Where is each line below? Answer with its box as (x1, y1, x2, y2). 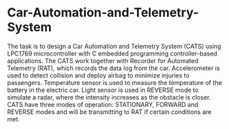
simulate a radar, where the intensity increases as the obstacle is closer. (7, 93, 211, 101)
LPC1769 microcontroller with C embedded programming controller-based (7, 49, 218, 58)
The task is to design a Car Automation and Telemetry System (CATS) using (7, 42, 221, 50)
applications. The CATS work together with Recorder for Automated (7, 56, 199, 64)
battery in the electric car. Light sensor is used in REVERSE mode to (7, 86, 199, 94)
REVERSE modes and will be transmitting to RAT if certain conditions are (7, 108, 212, 116)
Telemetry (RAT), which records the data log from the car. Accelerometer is (7, 64, 220, 72)
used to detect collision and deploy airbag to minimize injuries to (7, 71, 190, 80)
